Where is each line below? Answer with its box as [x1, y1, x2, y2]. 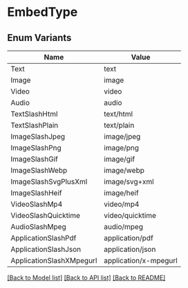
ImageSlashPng [10, 143, 62, 153]
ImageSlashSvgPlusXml [10, 177, 88, 186]
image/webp [103, 166, 145, 175]
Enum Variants [7, 32, 72, 44]
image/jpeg [103, 132, 141, 141]
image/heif [103, 188, 140, 198]
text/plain [103, 121, 135, 130]
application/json [103, 244, 156, 254]
